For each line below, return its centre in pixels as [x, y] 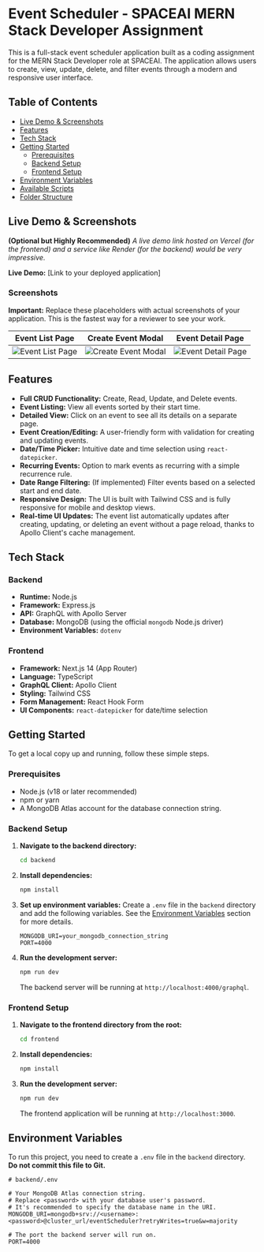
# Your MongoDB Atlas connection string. [77, 1194]
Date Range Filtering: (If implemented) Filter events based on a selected [137, 482]
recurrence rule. [46, 473]
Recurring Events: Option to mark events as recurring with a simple [130, 465]
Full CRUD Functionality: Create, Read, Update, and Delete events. [128, 398]
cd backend [37, 861]
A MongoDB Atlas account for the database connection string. [121, 808]
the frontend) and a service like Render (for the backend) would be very [125, 249]
